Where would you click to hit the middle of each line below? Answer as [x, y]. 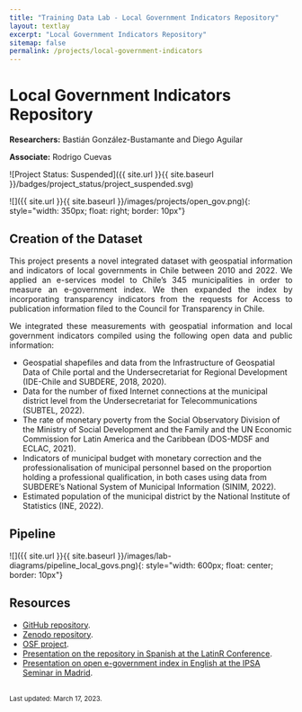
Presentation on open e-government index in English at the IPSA [141, 663]
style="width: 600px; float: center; [210, 565]
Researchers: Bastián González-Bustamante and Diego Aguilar [126, 139]
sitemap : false [38, 43]
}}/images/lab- [145, 556]
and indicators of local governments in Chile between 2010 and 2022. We [151, 270]
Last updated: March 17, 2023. [56, 699]
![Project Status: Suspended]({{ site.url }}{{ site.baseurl [111, 174]
